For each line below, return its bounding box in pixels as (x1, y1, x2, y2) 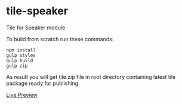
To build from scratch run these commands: (6, 35, 114, 42)
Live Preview (6, 91, 38, 98)
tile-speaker (6, 4, 69, 18)
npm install (6, 47, 36, 53)
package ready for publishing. (6, 79, 80, 87)
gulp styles (6, 52, 36, 58)
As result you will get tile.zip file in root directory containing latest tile (6, 73, 176, 80)
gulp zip (6, 63, 28, 69)
